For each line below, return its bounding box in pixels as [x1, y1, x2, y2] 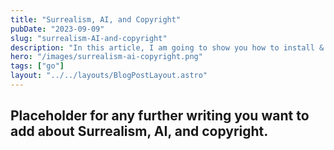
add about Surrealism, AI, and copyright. [10, 123, 269, 140]
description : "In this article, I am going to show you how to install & [10, 42, 325, 53]
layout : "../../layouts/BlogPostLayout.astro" [10, 71, 208, 81]
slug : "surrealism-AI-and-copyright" [10, 33, 168, 43]
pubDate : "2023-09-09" [10, 24, 105, 34]
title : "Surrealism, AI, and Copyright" [10, 14, 182, 25]
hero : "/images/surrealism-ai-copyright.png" [10, 52, 203, 62]
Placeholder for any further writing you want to [10, 107, 310, 125]
